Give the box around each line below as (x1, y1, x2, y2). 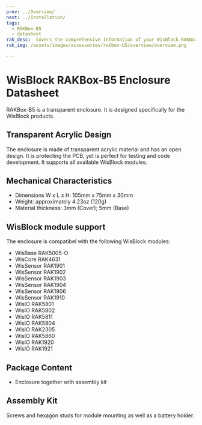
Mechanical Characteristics (6, 176, 112, 186)
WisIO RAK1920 (14, 339, 54, 346)
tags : (6, 20, 20, 26)
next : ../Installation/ (6, 14, 66, 20)
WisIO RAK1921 (14, 345, 53, 352)
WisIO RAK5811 (14, 313, 53, 321)
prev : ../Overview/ (6, 8, 55, 15)
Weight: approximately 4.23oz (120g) (14, 198, 107, 205)
